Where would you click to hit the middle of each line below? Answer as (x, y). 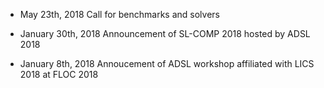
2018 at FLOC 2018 (59, 74)
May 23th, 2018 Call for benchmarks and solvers (119, 14)
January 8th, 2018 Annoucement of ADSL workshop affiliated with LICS (167, 63)
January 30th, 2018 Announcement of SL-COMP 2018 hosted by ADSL (165, 33)
